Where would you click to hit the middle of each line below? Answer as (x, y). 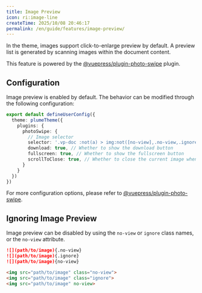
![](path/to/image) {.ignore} (43, 256)
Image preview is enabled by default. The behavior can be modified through (100, 97)
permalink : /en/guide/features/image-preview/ (66, 29)
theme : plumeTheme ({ (37, 120)
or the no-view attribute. (35, 239)
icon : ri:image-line (32, 17)
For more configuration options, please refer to (64, 193)
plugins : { (31, 126)
